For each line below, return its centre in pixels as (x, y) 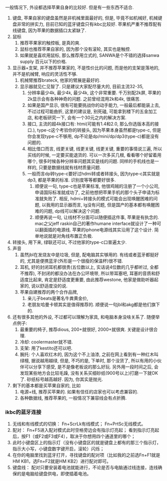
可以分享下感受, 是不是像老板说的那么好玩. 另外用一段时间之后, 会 (91, 367)
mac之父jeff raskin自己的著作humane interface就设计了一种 (96, 224)
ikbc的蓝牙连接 (23, 412)
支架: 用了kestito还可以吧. (46, 348)
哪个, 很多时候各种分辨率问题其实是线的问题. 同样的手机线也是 (91, 161)
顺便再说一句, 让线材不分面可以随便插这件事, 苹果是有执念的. (97, 217)
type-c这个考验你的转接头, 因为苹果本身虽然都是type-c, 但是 (99, 130)
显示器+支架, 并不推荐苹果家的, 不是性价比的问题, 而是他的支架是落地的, (86, 68)
